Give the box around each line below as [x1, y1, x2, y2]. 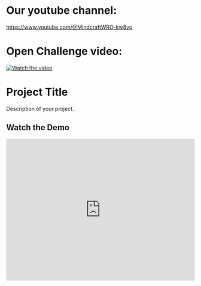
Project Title [6, 85, 68, 99]
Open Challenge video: [6, 44, 123, 58]
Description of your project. [6, 105, 74, 112]
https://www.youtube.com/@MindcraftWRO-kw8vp [6, 23, 133, 31]
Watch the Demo [6, 122, 70, 133]
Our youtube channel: [6, 4, 117, 17]
